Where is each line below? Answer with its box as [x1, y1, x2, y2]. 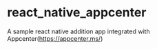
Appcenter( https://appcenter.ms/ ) [7, 34, 103, 42]
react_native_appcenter [7, 5, 147, 20]
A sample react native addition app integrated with [7, 27, 150, 35]
